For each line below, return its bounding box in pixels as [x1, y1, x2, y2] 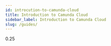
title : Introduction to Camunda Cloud [5, 12, 88, 17]
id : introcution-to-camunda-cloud [5, 7, 79, 13]
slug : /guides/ [5, 21, 38, 27]
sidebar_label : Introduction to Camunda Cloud [5, 17, 106, 22]
